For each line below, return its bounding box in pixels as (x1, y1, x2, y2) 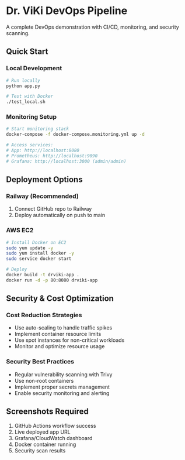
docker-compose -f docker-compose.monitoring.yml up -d (6, 132, 145, 138)
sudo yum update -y (6, 245, 54, 251)
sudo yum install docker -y (6, 250, 75, 256)
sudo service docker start (6, 256, 72, 262)
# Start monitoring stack (6, 126, 69, 132)
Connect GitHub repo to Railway (14, 205, 92, 212)
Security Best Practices (6, 358, 75, 366)
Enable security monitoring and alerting (14, 389, 110, 396)
